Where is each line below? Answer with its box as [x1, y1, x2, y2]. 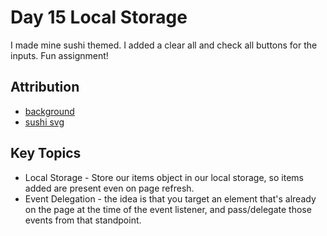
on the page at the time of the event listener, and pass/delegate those [24, 203, 312, 215]
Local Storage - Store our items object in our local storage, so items [24, 171, 304, 183]
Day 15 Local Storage [10, 6, 188, 29]
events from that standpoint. [24, 214, 142, 226]
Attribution [10, 79, 80, 96]
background [24, 105, 75, 117]
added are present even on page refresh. [24, 182, 195, 194]
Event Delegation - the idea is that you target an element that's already [24, 192, 317, 205]
